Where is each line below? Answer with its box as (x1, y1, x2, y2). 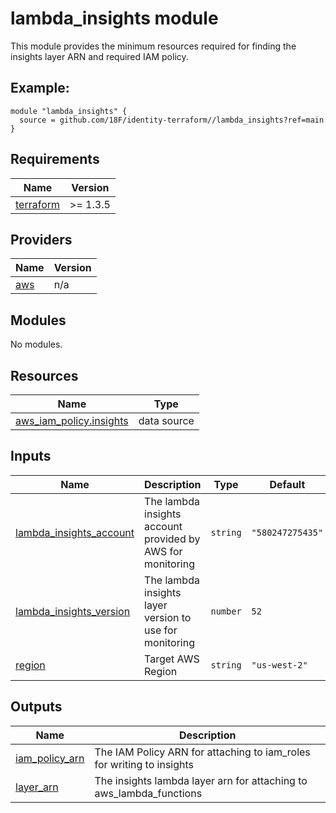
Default (269, 477, 306, 491)
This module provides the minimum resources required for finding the (10, 40, 297, 52)
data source (138, 414, 195, 427)
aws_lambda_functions (94, 786, 203, 800)
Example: (10, 80, 70, 97)
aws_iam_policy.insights (15, 414, 129, 427)
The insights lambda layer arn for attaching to (94, 773, 308, 787)
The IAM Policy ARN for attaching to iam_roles (94, 745, 311, 759)
